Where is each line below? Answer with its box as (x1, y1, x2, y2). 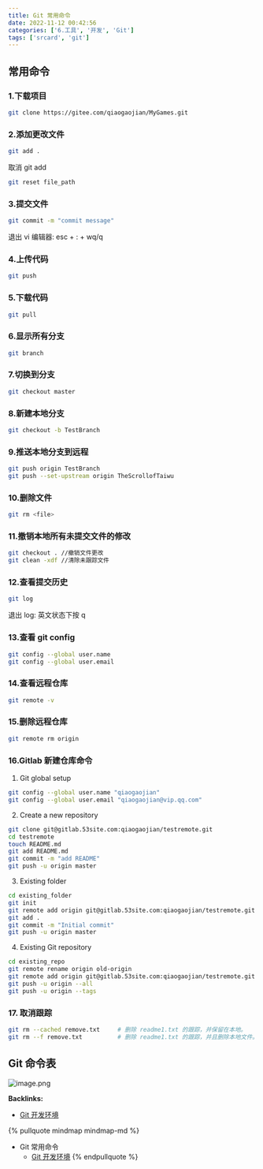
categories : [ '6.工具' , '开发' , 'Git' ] (8, 26, 135, 34)
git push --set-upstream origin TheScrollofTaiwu (8, 472, 175, 480)
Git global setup (19, 774, 72, 783)
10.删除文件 (8, 492, 53, 503)
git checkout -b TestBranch (8, 427, 101, 435)
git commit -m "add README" (8, 855, 101, 863)
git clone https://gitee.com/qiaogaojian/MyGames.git (8, 108, 189, 117)
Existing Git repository (19, 943, 92, 952)
